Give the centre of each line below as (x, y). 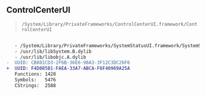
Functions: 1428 (35, 74)
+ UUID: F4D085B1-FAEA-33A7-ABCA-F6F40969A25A (68, 69)
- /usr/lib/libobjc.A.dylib (50, 57)
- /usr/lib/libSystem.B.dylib (53, 51)
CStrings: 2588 (35, 85)
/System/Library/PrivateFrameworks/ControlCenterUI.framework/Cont (109, 24)
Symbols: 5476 (35, 80)
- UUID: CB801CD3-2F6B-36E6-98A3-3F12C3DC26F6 (68, 63)
